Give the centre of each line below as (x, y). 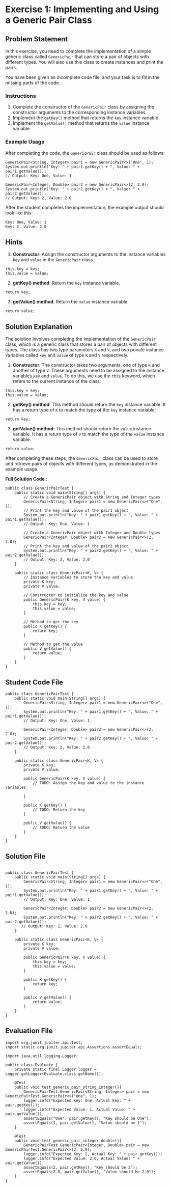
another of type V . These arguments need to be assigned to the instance (88, 371)
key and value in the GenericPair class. (53, 260)
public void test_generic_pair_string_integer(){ (68, 1087)
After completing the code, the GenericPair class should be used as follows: (85, 153)
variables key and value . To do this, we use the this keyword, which (84, 376)
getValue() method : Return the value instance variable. (70, 302)
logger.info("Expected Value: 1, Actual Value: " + (80, 1109)
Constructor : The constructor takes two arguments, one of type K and (86, 365)
